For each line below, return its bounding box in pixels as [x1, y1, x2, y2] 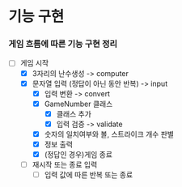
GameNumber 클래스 [44, 99, 113, 108]
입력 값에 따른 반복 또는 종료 [44, 170, 133, 180]
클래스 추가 [56, 108, 91, 118]
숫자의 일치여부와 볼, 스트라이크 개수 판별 [44, 129, 174, 138]
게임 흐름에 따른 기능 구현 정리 [8, 38, 118, 49]
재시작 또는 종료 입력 [32, 159, 98, 170]
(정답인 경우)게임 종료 [44, 150, 113, 159]
